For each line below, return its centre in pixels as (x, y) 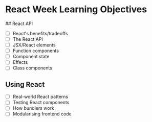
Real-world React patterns (40, 97)
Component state (31, 57)
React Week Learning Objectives (76, 9)
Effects (20, 62)
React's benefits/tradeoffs (40, 33)
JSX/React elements (34, 45)
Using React (25, 84)
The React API (28, 39)
